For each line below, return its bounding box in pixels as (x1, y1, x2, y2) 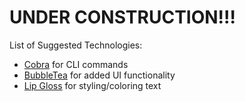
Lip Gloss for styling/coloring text (23, 79, 162, 91)
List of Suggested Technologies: (9, 39, 143, 51)
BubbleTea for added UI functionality (23, 69, 176, 81)
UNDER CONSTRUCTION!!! (9, 6, 236, 29)
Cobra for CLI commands (23, 58, 129, 70)
